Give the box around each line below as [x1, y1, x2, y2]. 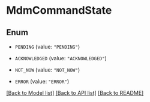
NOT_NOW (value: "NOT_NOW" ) [14, 66, 80, 73]
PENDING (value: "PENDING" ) [14, 43, 80, 50]
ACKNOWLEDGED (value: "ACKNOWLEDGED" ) [14, 55, 107, 61]
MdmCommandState [6, 4, 112, 17]
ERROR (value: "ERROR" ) [14, 78, 70, 85]
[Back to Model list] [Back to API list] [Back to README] [6, 89, 144, 96]
